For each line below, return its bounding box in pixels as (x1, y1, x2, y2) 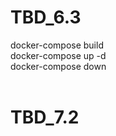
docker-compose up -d (10, 49, 107, 61)
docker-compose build (10, 39, 104, 51)
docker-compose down (10, 60, 107, 72)
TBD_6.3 (10, 6, 82, 29)
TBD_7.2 (10, 106, 80, 129)
